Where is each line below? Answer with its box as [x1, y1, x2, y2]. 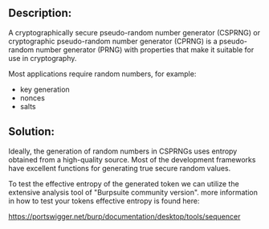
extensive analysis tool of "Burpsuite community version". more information [8, 187, 259, 197]
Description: [8, 6, 72, 20]
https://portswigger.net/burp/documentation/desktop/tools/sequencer [8, 211, 241, 221]
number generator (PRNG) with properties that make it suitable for [35, 44, 255, 55]
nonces [19, 92, 46, 103]
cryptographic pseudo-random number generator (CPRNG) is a [8, 36, 218, 46]
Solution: [8, 125, 55, 139]
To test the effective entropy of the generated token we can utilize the [8, 178, 239, 188]
